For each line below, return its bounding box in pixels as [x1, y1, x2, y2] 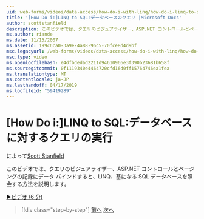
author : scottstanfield [6, 20, 67, 26]
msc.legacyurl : [6, 49, 45, 55]
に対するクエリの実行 [6, 131, 114, 145]
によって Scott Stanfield [6, 152, 64, 160]
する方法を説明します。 [11, 180, 70, 187]
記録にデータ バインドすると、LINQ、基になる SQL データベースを [22, 172, 188, 180]
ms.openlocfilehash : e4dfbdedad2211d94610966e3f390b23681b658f [6, 59, 170, 66]
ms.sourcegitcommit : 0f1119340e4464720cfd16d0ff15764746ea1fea [6, 65, 170, 72]
